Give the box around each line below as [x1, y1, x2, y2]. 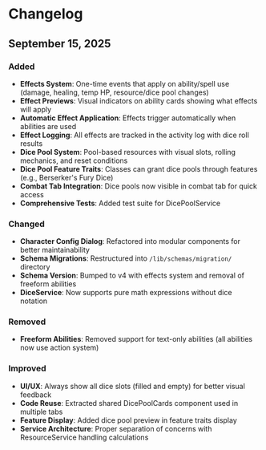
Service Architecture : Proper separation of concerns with [19, 424, 212, 433]
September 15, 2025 [8, 37, 111, 51]
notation [19, 296, 48, 306]
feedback [19, 390, 52, 399]
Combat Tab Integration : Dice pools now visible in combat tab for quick [19, 181, 258, 191]
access [19, 189, 44, 199]
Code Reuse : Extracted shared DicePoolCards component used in [19, 398, 239, 407]
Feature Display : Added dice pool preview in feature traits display [19, 415, 238, 425]
